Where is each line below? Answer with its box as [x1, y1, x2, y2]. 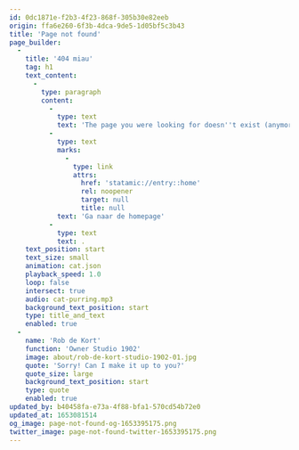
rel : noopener [80, 187, 133, 196]
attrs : [72, 170, 98, 179]
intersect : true [25, 286, 86, 295]
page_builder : [9, 37, 62, 47]
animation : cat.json [25, 262, 101, 271]
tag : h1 [25, 63, 53, 72]
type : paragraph [41, 87, 101, 96]
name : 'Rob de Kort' [25, 336, 101, 345]
